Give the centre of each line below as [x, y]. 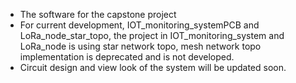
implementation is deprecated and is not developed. [127, 57]
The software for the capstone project [98, 14]
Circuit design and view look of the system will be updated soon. [153, 67]
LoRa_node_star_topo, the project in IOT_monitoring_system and [152, 35]
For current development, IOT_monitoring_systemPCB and [139, 25]
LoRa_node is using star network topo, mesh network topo [140, 46]
